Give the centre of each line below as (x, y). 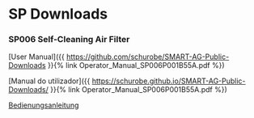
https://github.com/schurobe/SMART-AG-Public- (148, 57)
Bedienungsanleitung (44, 105)
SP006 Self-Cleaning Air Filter (69, 40)
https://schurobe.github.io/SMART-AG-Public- (169, 81)
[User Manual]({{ (36, 57)
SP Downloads (58, 14)
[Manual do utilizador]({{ (49, 81)
